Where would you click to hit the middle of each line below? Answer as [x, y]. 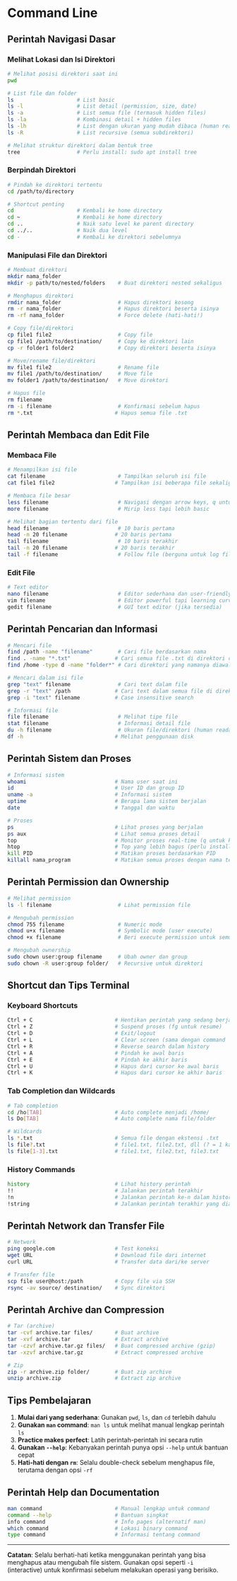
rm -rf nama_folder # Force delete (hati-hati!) [105, 315]
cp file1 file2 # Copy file [80, 335]
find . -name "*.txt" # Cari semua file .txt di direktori [116, 659]
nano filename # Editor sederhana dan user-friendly [120, 594]
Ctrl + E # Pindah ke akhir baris [98, 1060]
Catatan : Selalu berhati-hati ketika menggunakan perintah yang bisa [107, 1555]
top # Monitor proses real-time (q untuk [116, 840]
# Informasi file [33, 710]
